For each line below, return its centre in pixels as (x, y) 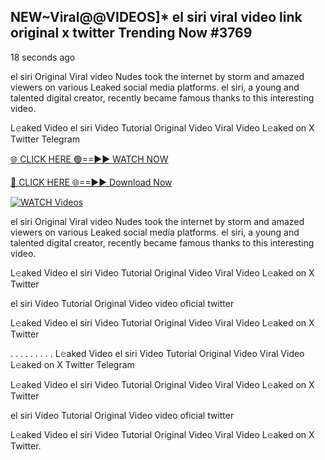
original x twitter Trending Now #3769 (131, 33)
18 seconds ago (43, 57)
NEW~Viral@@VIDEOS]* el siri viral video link (156, 17)
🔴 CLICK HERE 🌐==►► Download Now (91, 182)
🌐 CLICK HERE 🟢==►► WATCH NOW (89, 159)
